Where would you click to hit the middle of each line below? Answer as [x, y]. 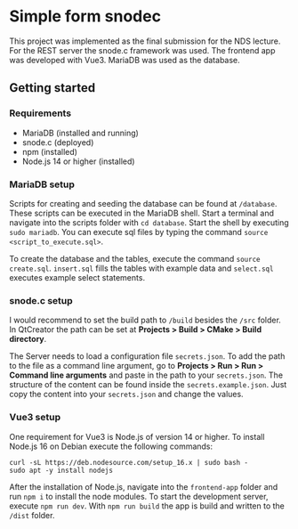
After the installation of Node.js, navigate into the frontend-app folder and [144, 486]
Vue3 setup [35, 418]
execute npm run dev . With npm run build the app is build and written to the [147, 506]
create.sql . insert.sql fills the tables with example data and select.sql [141, 268]
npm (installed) [50, 151]
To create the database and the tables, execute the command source [135, 258]
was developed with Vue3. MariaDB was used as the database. [125, 60]
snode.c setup [41, 300]
